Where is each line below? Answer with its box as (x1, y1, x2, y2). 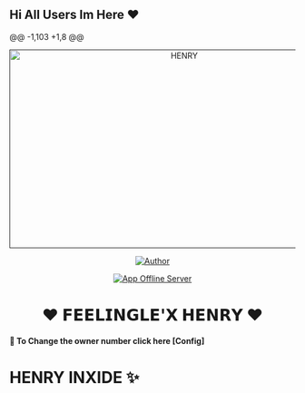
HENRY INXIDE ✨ (9, 367, 140, 388)
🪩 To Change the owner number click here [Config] (9, 335, 205, 346)
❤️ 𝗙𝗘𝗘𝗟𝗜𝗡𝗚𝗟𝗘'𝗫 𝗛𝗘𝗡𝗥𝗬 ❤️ (42, 305, 263, 325)
